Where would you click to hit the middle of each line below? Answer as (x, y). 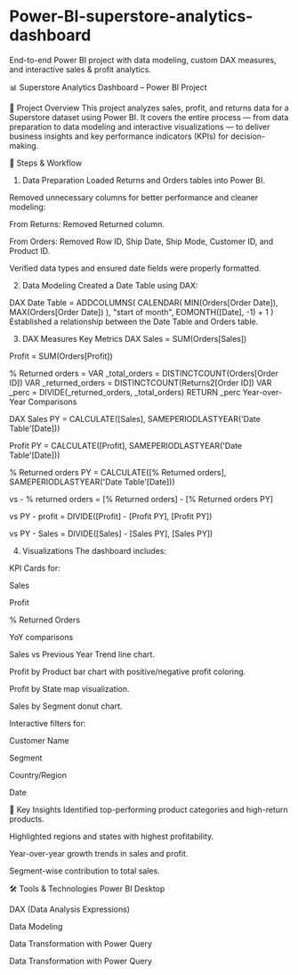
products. (27, 819)
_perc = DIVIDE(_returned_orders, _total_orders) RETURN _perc (125, 392)
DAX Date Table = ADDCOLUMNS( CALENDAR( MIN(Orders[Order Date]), (144, 302)
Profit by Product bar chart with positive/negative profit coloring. (128, 671)
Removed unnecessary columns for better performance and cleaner (134, 197)
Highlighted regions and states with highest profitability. (112, 836)
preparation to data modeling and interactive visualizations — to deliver (140, 126)
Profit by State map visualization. (70, 688)
